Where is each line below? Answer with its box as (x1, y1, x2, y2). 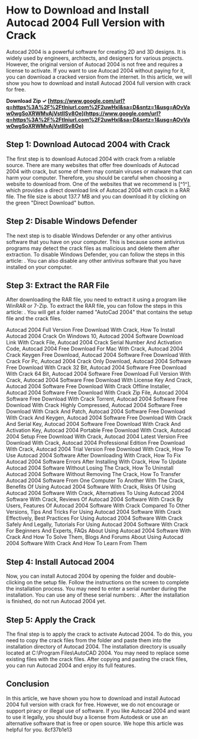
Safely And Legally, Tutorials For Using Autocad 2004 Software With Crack (6, 521, 189, 528)
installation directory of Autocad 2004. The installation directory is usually (6, 643, 186, 650)
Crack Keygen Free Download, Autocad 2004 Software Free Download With (6, 351, 191, 359)
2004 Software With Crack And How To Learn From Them (6, 540, 148, 547)
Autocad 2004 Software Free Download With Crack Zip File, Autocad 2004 (6, 389, 189, 396)
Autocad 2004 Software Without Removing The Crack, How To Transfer (6, 471, 181, 478)
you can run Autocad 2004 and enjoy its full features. (6, 662, 136, 669)
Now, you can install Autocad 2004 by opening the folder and (6, 572, 156, 580)
